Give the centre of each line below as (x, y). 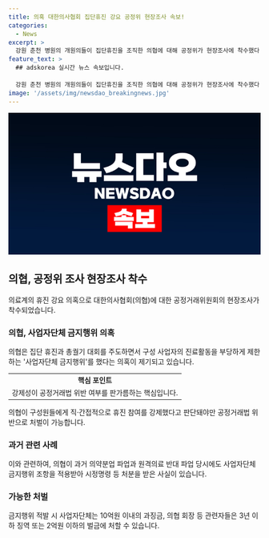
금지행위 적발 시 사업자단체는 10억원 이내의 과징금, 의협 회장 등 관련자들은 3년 (129, 516)
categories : (28, 25)
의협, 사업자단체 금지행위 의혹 (62, 333)
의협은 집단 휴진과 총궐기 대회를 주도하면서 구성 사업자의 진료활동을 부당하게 (127, 352)
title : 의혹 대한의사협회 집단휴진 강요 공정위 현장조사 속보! (96, 17)
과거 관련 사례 (33, 445)
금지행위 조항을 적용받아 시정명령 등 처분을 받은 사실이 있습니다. (108, 474)
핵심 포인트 (94, 380)
